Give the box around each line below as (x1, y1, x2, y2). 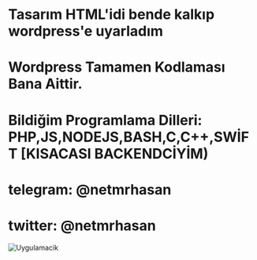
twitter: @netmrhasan (8, 217, 156, 234)
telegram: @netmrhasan (8, 180, 172, 199)
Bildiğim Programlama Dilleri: (8, 111, 203, 129)
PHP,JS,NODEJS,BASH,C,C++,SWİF (8, 128, 250, 146)
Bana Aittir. (8, 75, 83, 93)
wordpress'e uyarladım (8, 22, 164, 40)
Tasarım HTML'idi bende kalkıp (8, 6, 215, 24)
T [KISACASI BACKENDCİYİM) (8, 144, 209, 162)
